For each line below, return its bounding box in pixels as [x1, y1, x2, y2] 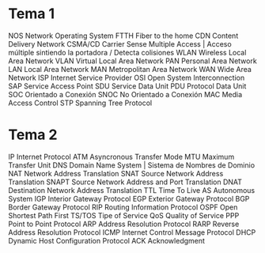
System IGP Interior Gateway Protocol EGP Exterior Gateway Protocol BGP [8, 194, 250, 203]
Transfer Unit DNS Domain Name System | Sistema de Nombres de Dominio [8, 160, 256, 170]
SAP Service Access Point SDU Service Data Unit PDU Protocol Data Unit [8, 81, 247, 91]
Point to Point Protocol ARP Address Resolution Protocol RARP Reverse [8, 219, 240, 228]
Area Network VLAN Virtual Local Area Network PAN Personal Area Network [8, 56, 257, 66]
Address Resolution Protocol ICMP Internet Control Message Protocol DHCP [8, 227, 256, 237]
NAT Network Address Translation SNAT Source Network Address [8, 168, 224, 178]
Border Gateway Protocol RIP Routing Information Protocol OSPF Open [8, 202, 238, 212]
